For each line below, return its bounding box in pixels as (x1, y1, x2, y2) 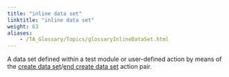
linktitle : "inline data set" (7, 17, 95, 24)
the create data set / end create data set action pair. (7, 62, 153, 71)
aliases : (7, 29, 33, 37)
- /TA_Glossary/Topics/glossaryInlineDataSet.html (19, 36, 169, 43)
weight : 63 (7, 23, 39, 30)
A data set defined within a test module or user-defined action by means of (7, 55, 222, 63)
